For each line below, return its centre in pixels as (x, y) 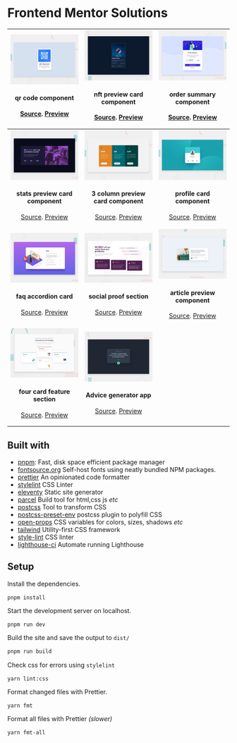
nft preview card (119, 94)
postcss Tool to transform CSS (62, 507)
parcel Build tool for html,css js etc (68, 500)
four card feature (44, 392)
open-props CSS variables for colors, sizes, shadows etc (100, 522)
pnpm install (26, 598)
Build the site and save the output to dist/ (68, 637)
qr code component (44, 98)
